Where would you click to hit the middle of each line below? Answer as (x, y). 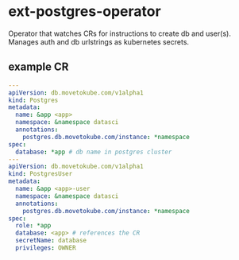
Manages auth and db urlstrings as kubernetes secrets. (98, 41)
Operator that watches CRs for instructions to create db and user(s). (120, 33)
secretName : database (51, 241)
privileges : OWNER (46, 248)
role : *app (33, 226)
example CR (39, 67)
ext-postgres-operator (85, 12)
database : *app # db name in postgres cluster (94, 152)
